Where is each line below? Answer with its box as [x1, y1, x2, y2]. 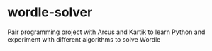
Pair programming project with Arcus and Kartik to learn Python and [7, 28, 206, 36]
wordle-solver [7, 4, 93, 21]
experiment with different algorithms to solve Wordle [7, 35, 161, 43]
